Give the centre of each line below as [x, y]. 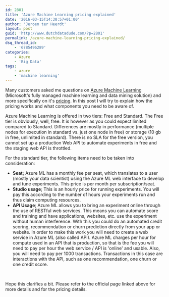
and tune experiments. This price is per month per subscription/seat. [84, 184]
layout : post [19, 29]
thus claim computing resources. [47, 200]
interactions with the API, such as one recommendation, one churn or [85, 259]
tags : [11, 66]
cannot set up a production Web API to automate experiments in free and [81, 142]
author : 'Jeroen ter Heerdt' [36, 24]
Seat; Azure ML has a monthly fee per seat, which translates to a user [85, 173]
